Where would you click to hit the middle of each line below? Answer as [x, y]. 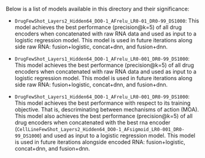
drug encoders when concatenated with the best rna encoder [92, 122]
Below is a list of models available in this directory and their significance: [98, 9]
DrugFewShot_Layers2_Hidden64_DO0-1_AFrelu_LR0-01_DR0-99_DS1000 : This [107, 21]
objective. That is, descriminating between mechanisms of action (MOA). [107, 109]
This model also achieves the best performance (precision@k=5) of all [103, 116]
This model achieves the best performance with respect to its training [102, 103]
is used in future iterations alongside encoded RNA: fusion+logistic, [100, 142]
